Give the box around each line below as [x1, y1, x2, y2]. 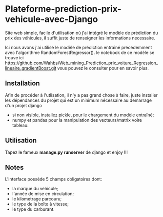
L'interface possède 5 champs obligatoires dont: [5, 176, 102, 182]
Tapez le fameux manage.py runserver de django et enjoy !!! [5, 149, 128, 155]
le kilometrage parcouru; [12, 196, 62, 202]
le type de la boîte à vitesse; [12, 201, 69, 207]
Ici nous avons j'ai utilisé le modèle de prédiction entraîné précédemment [5, 44, 152, 50]
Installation [5, 79, 40, 88]
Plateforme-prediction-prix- [5, 3, 122, 15]
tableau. [12, 122, 29, 128]
